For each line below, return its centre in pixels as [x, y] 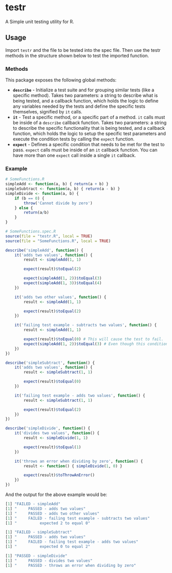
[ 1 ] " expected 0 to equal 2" [48, 547]
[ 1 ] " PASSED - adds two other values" [52, 513]
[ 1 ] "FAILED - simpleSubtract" [39, 532]
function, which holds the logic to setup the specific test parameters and [89, 134]
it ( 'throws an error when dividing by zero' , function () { [79, 461]
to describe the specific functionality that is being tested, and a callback [89, 128]
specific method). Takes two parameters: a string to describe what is [85, 95]
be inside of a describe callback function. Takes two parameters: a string [90, 123]
